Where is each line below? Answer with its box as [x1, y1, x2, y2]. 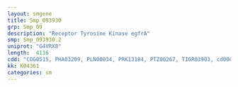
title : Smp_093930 [7, 17, 62, 24]
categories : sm [7, 69, 52, 76]
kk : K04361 [7, 62, 40, 69]
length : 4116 [7, 50, 50, 57]
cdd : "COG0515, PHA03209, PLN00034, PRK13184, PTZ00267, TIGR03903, [7, 56, 214, 63]
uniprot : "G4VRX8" [7, 43, 62, 50]
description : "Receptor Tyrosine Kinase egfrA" [7, 29, 151, 37]
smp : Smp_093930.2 [7, 36, 62, 43]
